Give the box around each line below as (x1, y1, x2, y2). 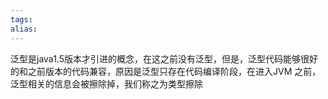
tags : (10, 14, 33, 25)
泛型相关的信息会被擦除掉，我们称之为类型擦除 (10, 77, 203, 90)
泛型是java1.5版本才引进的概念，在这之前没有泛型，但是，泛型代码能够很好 (10, 52, 318, 65)
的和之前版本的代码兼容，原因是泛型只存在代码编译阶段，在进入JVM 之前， (10, 65, 322, 77)
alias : (10, 24, 38, 34)
